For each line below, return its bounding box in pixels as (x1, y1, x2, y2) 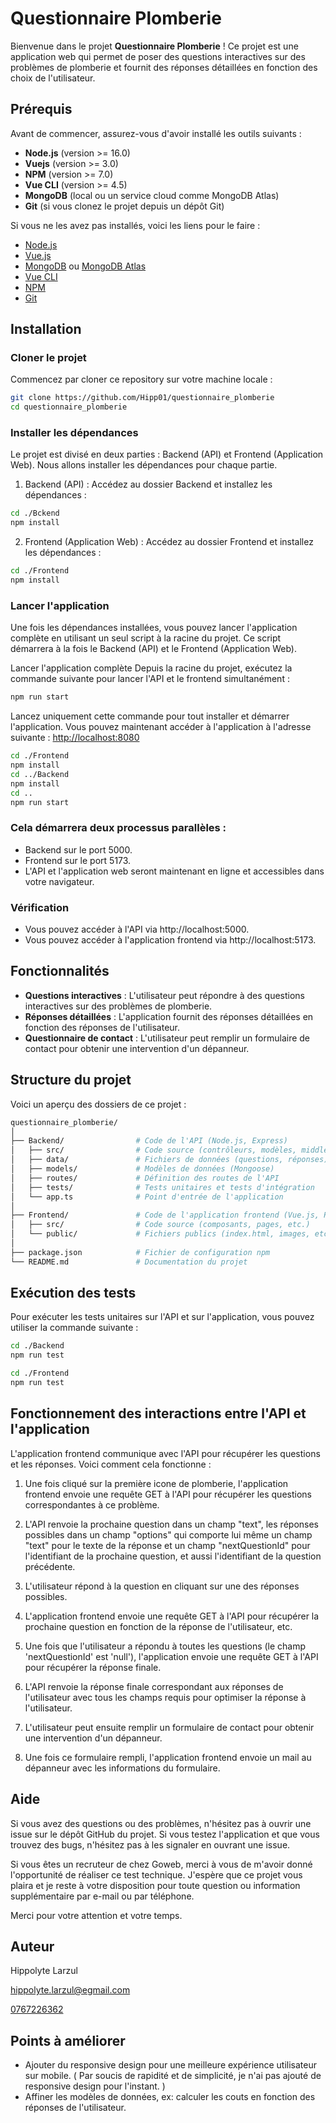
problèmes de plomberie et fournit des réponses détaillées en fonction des (10, 61, 318, 73)
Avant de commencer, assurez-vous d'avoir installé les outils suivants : (10, 127, 302, 139)
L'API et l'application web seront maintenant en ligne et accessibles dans (24, 865, 325, 877)
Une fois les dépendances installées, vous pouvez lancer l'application (10, 622, 298, 634)
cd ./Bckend (10, 508, 60, 519)
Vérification (10, 900, 70, 914)
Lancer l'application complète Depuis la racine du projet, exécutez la (10, 662, 293, 674)
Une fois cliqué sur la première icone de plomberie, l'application (24, 1477, 289, 1489)
